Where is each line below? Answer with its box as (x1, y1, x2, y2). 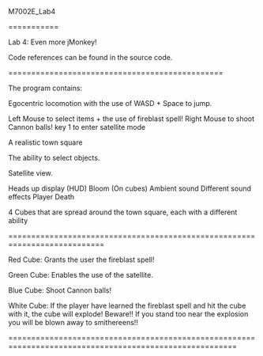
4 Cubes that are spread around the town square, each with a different (8, 207, 238, 217)
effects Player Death (8, 192, 75, 201)
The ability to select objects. (8, 153, 100, 162)
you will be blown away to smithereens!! (8, 318, 138, 327)
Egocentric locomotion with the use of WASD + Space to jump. (8, 99, 212, 108)
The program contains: (8, 83, 83, 93)
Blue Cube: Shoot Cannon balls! (8, 286, 112, 295)
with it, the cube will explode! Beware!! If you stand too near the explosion (8, 309, 249, 319)
